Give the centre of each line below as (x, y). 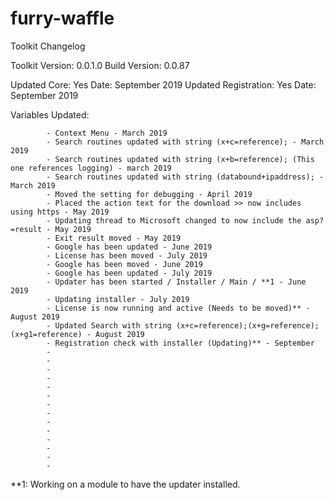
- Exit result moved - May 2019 (114, 238)
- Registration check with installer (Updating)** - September (180, 343)
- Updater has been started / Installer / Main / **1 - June (176, 282)
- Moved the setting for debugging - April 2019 (149, 194)
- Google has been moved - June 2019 (124, 264)
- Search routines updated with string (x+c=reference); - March (185, 142)
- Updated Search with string (109, 325)
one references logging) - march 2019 (91, 168)
